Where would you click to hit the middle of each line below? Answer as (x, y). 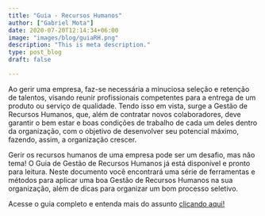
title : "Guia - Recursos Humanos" (65, 15)
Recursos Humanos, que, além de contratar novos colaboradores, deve (125, 114)
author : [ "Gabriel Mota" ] (51, 23)
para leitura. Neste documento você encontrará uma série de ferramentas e (132, 172)
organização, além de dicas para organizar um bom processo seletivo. (123, 188)
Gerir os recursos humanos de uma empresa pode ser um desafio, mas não (132, 154)
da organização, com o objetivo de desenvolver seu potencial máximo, (124, 131)
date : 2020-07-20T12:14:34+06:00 (63, 30)
